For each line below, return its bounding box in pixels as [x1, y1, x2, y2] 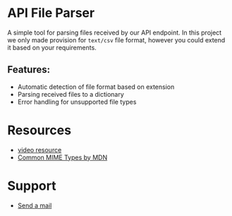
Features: [7, 64, 51, 76]
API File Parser [7, 5, 95, 21]
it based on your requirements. [7, 43, 97, 52]
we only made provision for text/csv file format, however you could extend [7, 35, 226, 44]
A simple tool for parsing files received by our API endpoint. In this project [7, 28, 222, 37]
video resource [17, 145, 62, 154]
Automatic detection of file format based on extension [17, 83, 175, 91]
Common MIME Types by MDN [17, 153, 108, 162]
